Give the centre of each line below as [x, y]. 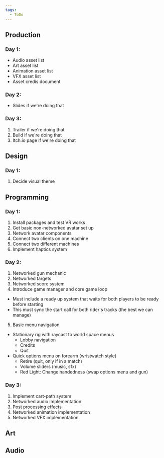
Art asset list [25, 65]
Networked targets [32, 279]
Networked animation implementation [51, 412]
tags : [11, 10]
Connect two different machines [46, 244]
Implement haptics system [40, 249]
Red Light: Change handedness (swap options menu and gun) [84, 372]
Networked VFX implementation [45, 417]
